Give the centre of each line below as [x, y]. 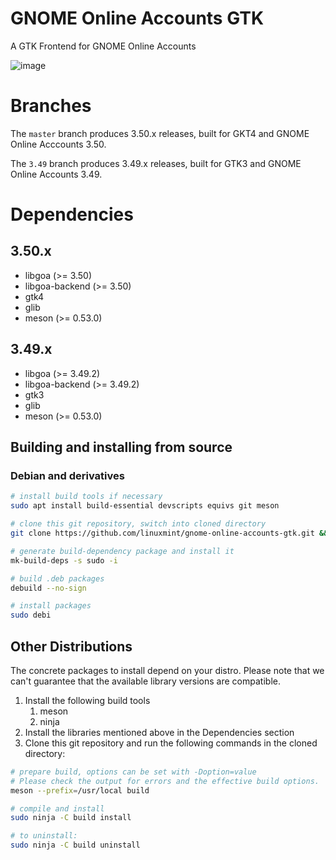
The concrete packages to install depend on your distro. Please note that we [167, 670]
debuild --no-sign [48, 588]
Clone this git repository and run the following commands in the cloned [171, 743]
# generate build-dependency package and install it [122, 551]
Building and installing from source [121, 447]
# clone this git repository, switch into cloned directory [138, 524]
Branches [51, 106]
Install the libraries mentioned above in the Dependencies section [159, 732]
